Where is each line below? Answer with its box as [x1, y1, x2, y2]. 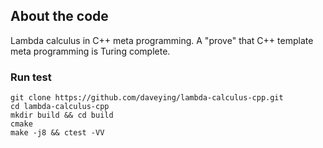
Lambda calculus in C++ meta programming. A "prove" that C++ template [10, 34, 314, 46]
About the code [10, 8, 109, 25]
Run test [10, 70, 52, 84]
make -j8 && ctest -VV [10, 128, 105, 138]
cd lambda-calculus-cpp [10, 102, 110, 112]
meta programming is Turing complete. [10, 45, 171, 57]
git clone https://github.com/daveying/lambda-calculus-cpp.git [10, 93, 284, 103]
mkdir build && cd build [10, 110, 114, 121]
